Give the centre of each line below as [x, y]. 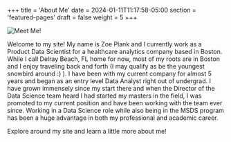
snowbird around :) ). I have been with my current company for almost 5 [110, 73]
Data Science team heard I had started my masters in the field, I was [104, 96]
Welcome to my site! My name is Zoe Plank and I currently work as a [104, 44]
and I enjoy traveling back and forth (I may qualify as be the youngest [106, 66]
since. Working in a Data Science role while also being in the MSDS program [116, 110]
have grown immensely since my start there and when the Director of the [111, 88]
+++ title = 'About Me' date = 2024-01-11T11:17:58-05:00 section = [102, 10]
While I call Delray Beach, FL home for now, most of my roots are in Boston [113, 59]
